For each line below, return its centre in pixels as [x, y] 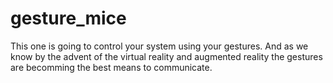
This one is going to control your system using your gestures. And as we [159, 46]
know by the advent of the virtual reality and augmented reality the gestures [166, 56]
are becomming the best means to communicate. [111, 67]
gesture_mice [68, 18]
